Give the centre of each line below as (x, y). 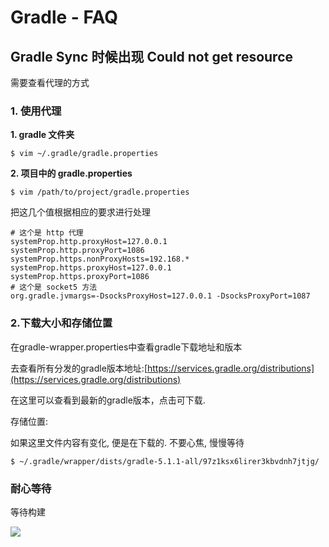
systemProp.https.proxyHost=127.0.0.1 (91, 268)
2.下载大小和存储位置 (61, 323)
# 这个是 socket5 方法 (54, 287)
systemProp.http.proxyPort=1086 (77, 251)
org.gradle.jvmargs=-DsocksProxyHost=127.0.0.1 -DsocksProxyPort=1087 (160, 296)
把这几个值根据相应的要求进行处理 (80, 212)
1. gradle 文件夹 (42, 135)
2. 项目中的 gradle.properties (71, 173)
